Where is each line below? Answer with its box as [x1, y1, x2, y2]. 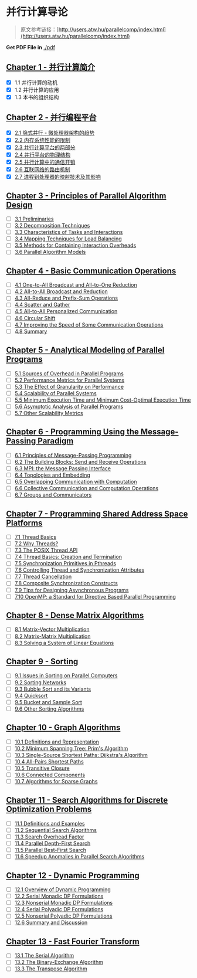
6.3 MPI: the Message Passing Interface [14, 464, 111, 472]
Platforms [6, 518, 43, 528]
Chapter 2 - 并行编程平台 [6, 113, 97, 123]
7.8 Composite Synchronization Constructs [14, 580, 118, 587]
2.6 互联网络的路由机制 [14, 166, 70, 173]
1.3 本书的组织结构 [14, 93, 59, 100]
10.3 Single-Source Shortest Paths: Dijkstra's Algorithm [14, 751, 148, 758]
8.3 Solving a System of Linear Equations [14, 639, 114, 646]
